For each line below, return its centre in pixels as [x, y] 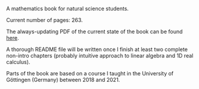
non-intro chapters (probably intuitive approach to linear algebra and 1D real [100, 55]
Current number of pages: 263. [45, 20]
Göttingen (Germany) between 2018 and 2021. [63, 80]
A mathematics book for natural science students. [68, 9]
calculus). [18, 62]
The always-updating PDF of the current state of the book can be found [95, 31]
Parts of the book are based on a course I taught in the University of [90, 73]
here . [13, 38]
